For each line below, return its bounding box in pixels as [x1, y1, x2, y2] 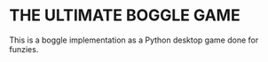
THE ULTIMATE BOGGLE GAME [9, 5, 241, 26]
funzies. [9, 43, 39, 54]
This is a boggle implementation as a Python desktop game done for [9, 35, 259, 45]
